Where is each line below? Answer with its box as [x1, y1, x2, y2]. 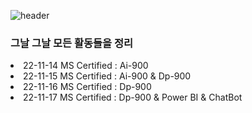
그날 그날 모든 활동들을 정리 [10, 36, 134, 50]
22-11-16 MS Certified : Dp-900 [23, 81, 152, 93]
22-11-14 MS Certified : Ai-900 [23, 60, 149, 72]
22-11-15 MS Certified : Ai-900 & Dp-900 [23, 70, 192, 82]
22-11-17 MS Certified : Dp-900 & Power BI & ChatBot [23, 91, 243, 104]
